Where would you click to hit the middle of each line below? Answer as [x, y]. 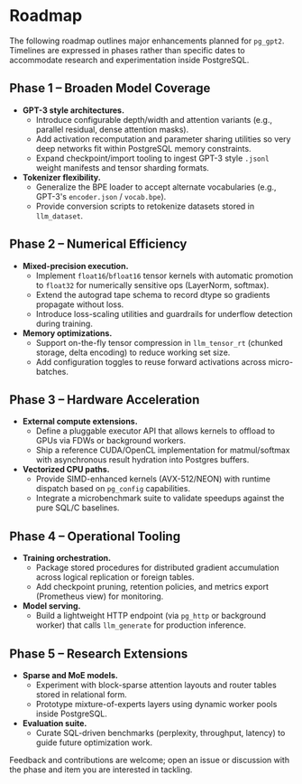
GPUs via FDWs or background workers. [111, 441]
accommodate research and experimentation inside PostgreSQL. [129, 60]
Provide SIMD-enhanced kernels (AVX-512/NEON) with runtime [153, 479]
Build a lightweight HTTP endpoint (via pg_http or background [151, 616]
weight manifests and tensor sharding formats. [123, 167]
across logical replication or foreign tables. [115, 577]
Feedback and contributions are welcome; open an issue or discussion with [150, 760]
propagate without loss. [80, 304]
